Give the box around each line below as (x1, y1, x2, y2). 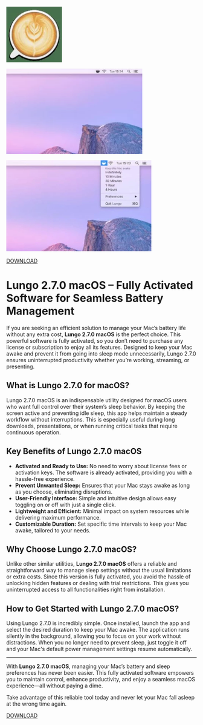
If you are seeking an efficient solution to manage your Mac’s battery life (6, 324, 186, 331)
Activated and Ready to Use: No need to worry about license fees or (14, 462, 187, 469)
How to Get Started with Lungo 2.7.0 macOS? (6, 603, 179, 614)
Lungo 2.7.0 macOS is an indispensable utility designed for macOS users (6, 396, 187, 403)
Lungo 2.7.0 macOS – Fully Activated (6, 279, 193, 293)
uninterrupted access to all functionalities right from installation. (6, 586, 165, 594)
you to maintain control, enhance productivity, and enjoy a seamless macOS (6, 676, 196, 683)
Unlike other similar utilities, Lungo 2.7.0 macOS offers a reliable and (6, 560, 177, 568)
